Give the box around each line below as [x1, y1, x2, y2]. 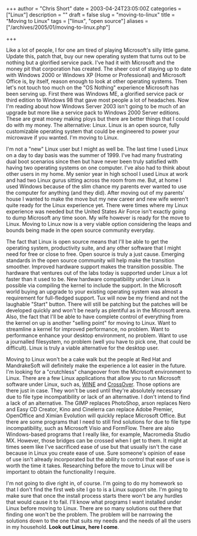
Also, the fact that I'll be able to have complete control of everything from [6, 313, 183, 320]
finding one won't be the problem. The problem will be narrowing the [6, 511, 173, 518]
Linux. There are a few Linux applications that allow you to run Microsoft [6, 375, 181, 381]
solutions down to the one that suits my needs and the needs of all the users [6, 517, 191, 524]
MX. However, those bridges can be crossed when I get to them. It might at [6, 437, 188, 444]
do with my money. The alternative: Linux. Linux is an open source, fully [6, 122, 180, 128]
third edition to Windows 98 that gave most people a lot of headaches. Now [6, 96, 189, 104]
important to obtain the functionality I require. [6, 468, 116, 475]
